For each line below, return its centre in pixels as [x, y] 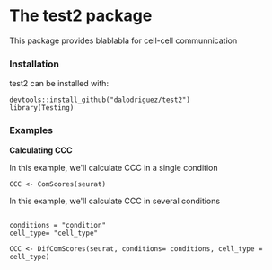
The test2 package [81, 16]
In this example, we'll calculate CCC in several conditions [115, 201]
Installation [35, 64]
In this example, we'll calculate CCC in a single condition [114, 167]
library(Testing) [42, 108]
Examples [31, 130]
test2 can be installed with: [59, 84]
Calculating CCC [41, 150]
